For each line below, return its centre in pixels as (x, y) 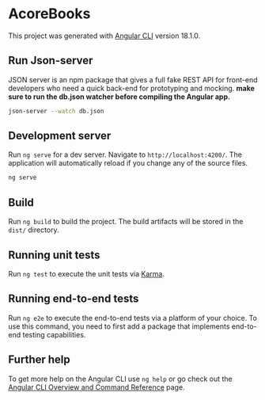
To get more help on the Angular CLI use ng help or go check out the (120, 379)
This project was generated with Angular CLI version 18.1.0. (104, 36)
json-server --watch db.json (56, 111)
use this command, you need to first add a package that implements (119, 326)
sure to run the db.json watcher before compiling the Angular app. (119, 97)
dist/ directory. (34, 230)
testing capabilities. (54, 334)
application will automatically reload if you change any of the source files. (128, 163)
